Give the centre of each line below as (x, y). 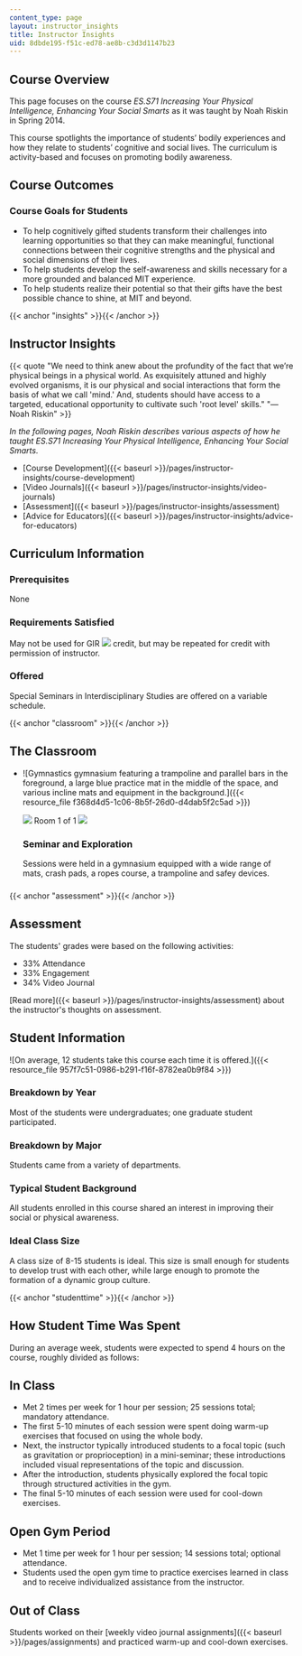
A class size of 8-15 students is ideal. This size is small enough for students (150, 1261)
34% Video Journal (58, 982)
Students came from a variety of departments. (96, 1165)
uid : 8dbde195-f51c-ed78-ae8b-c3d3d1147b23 (92, 43)
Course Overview (59, 79)
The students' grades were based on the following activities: (122, 945)
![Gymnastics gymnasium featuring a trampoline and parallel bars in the (155, 773)
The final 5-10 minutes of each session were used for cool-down (142, 1493)
